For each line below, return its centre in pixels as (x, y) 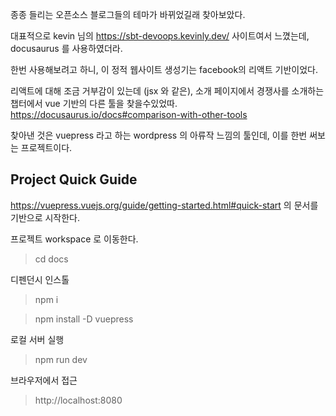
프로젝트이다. (46, 147)
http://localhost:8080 (78, 400)
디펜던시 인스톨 (40, 279)
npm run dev (61, 359)
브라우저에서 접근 (44, 380)
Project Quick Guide (74, 179)
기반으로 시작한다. (45, 217)
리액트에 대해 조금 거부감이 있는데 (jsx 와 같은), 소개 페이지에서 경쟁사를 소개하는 (167, 91)
